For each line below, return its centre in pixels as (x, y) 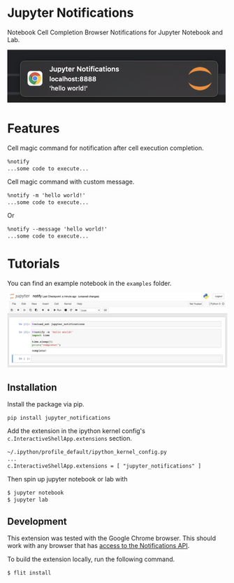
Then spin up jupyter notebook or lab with (67, 479)
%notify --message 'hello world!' (58, 229)
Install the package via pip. (46, 404)
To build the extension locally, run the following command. (91, 559)
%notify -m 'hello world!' (46, 196)
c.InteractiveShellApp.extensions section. (70, 439)
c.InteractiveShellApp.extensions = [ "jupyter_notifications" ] (104, 466)
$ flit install (29, 573)
